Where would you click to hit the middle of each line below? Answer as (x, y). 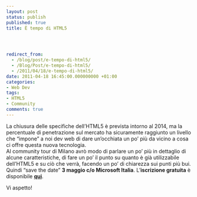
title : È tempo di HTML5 (37, 28)
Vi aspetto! (19, 188)
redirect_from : (25, 55)
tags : (13, 93)
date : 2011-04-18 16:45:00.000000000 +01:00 (62, 76)
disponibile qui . (25, 176)
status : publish (26, 17)
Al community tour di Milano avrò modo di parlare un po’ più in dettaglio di (96, 151)
